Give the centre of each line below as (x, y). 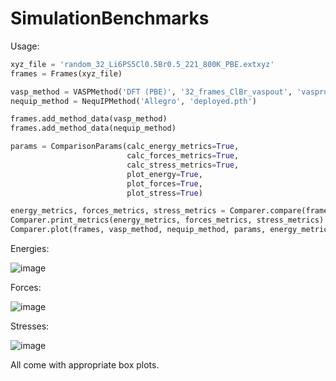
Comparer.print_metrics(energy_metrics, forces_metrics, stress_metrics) (167, 220)
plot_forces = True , (164, 183)
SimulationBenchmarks (110, 18)
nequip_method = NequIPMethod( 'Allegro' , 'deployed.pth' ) (133, 101)
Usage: (25, 46)
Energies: (30, 249)
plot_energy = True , (164, 174)
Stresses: (30, 326)
